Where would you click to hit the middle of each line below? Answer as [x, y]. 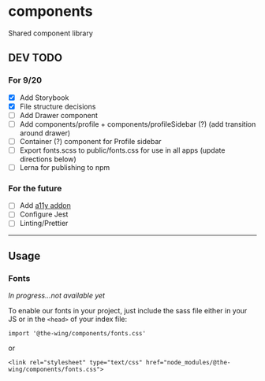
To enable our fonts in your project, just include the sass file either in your [128, 311]
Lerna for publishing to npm [65, 167]
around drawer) [45, 133]
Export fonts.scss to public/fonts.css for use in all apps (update [122, 150]
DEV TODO [35, 58]
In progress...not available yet [56, 296]
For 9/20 [25, 80]
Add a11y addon [45, 205]
